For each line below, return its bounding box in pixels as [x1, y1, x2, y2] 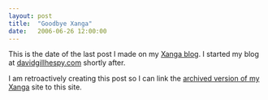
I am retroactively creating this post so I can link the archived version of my [8, 74, 260, 84]
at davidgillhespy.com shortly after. [8, 58, 126, 67]
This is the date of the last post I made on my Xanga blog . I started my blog [8, 50, 260, 59]
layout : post [8, 11, 53, 20]
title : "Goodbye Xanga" [8, 20, 93, 28]
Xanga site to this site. [8, 82, 83, 92]
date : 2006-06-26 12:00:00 [8, 27, 107, 35]
